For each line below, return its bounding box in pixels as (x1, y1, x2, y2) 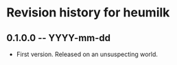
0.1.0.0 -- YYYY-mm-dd (6, 32, 111, 44)
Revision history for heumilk (6, 5, 170, 21)
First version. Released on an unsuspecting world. (16, 50, 158, 58)
